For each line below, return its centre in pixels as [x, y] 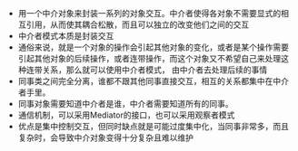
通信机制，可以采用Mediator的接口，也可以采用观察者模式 [126, 115]
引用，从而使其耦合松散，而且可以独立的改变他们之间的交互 [138, 24]
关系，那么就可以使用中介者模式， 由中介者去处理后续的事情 [155, 70]
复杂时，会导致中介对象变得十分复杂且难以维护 [105, 137]
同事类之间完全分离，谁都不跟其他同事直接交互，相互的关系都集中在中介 [153, 81]
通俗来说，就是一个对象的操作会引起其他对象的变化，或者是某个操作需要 [153, 47]
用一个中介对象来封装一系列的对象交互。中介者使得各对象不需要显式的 [149, 13]
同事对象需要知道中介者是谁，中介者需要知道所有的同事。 [125, 104]
